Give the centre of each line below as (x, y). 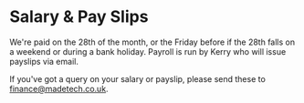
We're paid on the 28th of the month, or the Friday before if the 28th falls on (152, 42)
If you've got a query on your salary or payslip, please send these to (138, 78)
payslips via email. (44, 61)
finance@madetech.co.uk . (59, 88)
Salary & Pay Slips (79, 17)
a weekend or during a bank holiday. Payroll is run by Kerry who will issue (148, 51)
